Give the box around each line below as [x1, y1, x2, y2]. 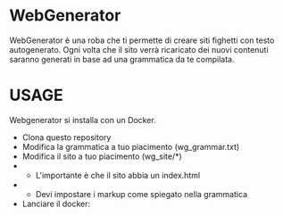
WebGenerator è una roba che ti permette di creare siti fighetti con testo [9, 35, 275, 46]
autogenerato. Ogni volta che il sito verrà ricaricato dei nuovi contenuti [9, 44, 270, 54]
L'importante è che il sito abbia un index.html [35, 170, 201, 180]
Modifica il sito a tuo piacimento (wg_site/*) [21, 151, 183, 162]
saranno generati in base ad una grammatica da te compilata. [9, 54, 235, 64]
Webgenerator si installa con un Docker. [9, 114, 156, 125]
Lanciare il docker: [21, 198, 91, 209]
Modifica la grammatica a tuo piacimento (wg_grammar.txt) [21, 141, 240, 152]
